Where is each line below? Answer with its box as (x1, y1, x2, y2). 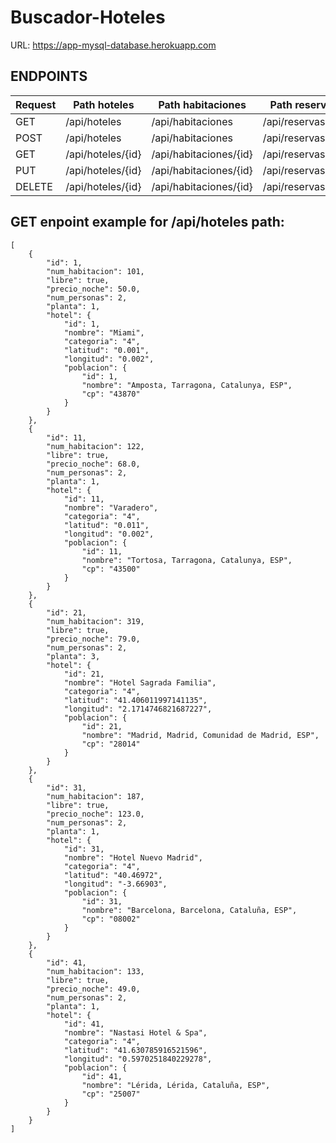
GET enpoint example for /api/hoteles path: (10, 214, 285, 231)
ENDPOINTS (10, 68, 88, 85)
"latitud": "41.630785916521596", (63, 1045, 208, 1055)
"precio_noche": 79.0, (46, 634, 141, 644)
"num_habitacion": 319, (46, 616, 145, 626)
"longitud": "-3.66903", (63, 879, 168, 889)
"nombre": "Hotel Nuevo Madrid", (63, 852, 203, 863)
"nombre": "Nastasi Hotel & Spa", (63, 1027, 208, 1038)
